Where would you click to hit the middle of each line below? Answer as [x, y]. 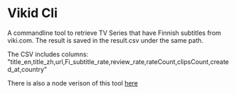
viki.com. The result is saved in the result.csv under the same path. [106, 40]
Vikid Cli [33, 13]
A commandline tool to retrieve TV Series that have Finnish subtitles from [114, 33]
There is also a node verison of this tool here [73, 83]
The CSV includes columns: [48, 54]
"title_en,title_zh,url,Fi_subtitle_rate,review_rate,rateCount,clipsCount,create [118, 61]
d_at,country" [27, 69]
